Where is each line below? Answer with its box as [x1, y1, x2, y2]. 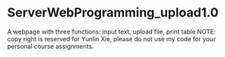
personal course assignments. [7, 42, 94, 50]
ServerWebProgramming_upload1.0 [7, 5, 219, 21]
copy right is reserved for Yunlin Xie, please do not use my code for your [7, 34, 216, 43]
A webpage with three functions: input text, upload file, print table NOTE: [7, 27, 216, 36]
